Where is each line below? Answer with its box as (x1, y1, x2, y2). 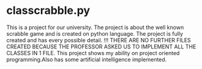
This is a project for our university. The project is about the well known (6, 24, 184, 31)
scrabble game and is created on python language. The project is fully (6, 30, 184, 37)
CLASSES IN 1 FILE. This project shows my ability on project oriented (6, 49, 180, 56)
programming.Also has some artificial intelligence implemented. (6, 56, 167, 63)
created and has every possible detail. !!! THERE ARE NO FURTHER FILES (6, 36, 191, 44)
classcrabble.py (6, 4, 91, 18)
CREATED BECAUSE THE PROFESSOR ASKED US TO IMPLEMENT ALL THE (6, 43, 196, 50)
